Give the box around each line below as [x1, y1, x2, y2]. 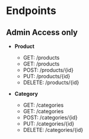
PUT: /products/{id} [23, 73, 71, 79]
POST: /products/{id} [23, 67, 74, 74]
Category [14, 91, 38, 97]
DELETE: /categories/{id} [23, 127, 83, 133]
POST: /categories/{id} [23, 114, 78, 121]
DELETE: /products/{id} [23, 79, 80, 86]
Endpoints [6, 4, 56, 18]
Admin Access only [6, 27, 78, 37]
